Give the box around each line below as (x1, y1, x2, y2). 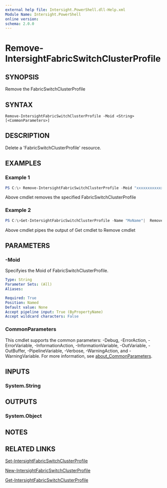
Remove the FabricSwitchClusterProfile (5, 86, 85, 92)
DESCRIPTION (5, 131, 50, 140)
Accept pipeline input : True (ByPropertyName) (5, 309, 103, 314)
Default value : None (5, 304, 48, 310)
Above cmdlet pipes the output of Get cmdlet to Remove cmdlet (5, 227, 136, 233)
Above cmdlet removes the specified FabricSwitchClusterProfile (5, 195, 136, 200)
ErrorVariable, (5, 342, 34, 348)
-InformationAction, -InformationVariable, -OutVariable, (34, 342, 148, 348)
